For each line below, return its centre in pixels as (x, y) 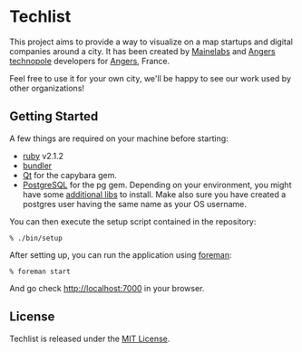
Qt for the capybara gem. (70, 175)
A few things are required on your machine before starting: (119, 138)
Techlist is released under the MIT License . (90, 338)
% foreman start (40, 271)
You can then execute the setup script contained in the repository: (133, 221)
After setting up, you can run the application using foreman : (121, 254)
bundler (37, 166)
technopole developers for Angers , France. (90, 61)
